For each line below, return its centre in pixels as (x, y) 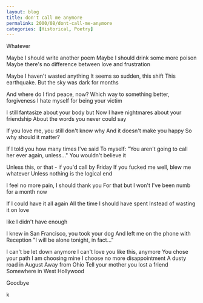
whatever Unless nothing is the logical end (59, 174)
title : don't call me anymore (45, 18)
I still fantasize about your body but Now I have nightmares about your (94, 112)
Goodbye (18, 283)
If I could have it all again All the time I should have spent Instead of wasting (101, 203)
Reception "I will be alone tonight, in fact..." (60, 240)
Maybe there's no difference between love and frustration (78, 64)
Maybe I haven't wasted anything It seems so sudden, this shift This (91, 76)
